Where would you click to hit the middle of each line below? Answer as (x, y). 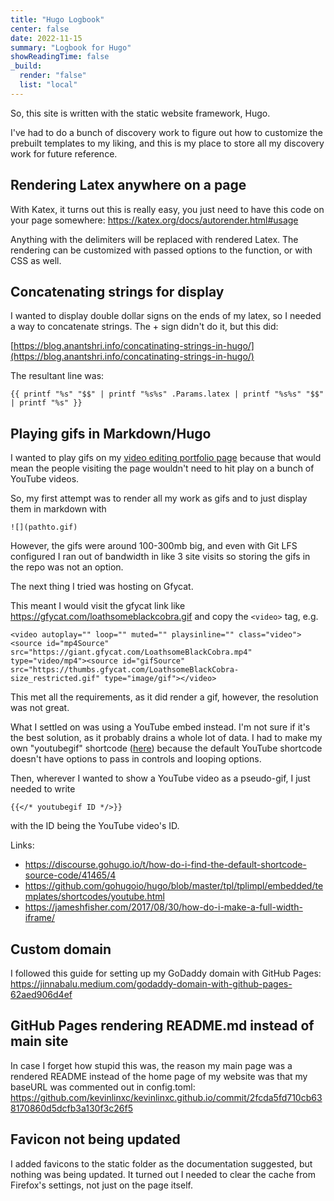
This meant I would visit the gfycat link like (98, 606)
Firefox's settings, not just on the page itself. (101, 1185)
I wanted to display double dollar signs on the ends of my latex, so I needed (166, 316)
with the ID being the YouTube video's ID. (95, 826)
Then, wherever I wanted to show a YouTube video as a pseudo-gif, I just (160, 778)
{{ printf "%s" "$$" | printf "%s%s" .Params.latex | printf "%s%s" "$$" (167, 394)
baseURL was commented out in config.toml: (103, 1087)
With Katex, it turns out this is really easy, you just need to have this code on (167, 209)
